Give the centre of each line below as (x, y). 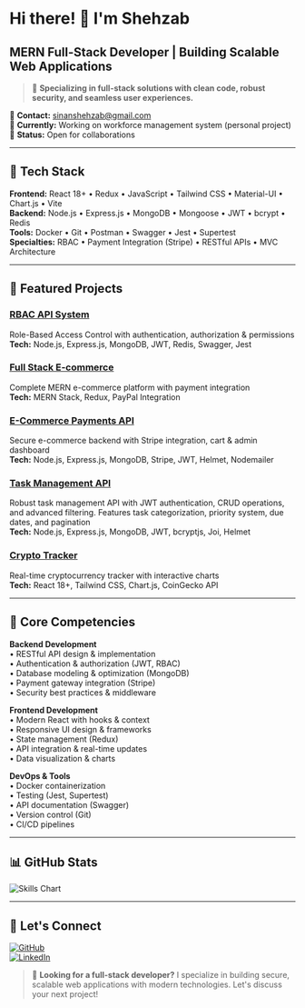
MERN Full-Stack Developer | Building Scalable (144, 52)
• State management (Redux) (64, 739)
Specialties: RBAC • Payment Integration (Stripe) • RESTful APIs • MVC (144, 242)
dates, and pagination (50, 523)
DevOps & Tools (40, 775)
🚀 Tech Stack (47, 172)
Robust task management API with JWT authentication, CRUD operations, (147, 503)
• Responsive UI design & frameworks (80, 729)
